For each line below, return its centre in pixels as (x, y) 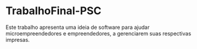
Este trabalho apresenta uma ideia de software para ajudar (78, 27)
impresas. (18, 40)
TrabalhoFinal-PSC (54, 11)
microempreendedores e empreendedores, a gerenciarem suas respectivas (98, 33)
